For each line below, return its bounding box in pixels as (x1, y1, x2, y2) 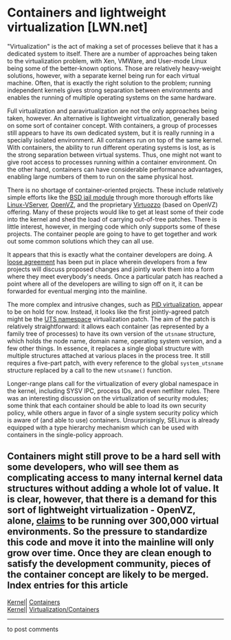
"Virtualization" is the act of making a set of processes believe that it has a (7, 42, 219, 50)
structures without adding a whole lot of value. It (7, 483, 219, 495)
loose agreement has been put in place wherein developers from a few (7, 257, 208, 266)
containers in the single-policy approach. (7, 430, 124, 438)
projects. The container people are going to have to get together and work (7, 229, 218, 238)
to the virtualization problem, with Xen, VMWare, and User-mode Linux (7, 56, 208, 65)
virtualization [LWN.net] (7, 19, 148, 35)
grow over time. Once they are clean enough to (7, 547, 212, 559)
